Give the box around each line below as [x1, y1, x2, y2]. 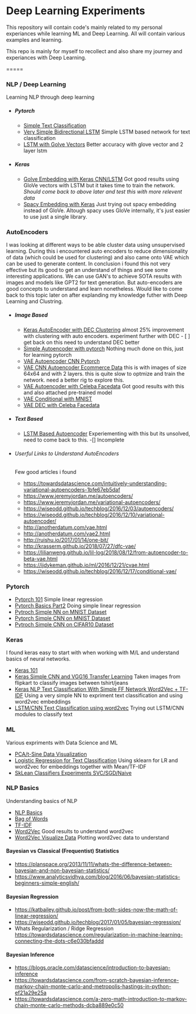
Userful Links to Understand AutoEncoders [14, 450, 119, 457]
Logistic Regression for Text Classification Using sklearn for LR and [14, 756, 178, 763]
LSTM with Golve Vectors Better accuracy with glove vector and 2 [23, 141, 184, 148]
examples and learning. [6, 36, 63, 43]
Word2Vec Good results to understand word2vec [14, 827, 134, 834]
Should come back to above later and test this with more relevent [23, 188, 182, 196]
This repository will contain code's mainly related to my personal [6, 24, 163, 31]
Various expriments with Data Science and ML [6, 739, 118, 746]
